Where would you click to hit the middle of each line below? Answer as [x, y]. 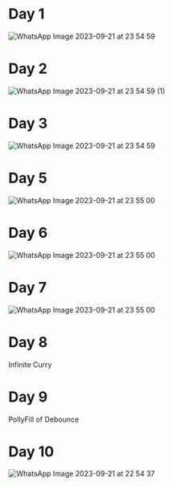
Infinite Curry [30, 364]
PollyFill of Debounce [43, 419]
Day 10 [31, 451]
